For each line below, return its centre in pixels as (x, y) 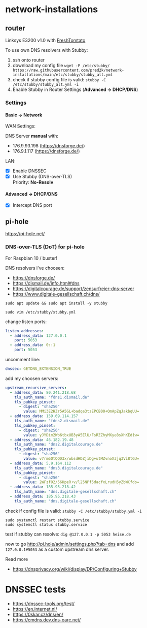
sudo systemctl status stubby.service (46, 524)
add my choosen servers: (32, 378)
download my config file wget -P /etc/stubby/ (61, 65)
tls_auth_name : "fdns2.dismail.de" (52, 421)
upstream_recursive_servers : (36, 388)
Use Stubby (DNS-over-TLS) (42, 177)
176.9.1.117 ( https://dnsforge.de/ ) (46, 151)
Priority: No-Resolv (33, 182)
